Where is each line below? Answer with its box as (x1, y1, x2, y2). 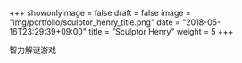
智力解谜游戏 (9, 44, 56, 55)
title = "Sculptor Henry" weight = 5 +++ (88, 27, 234, 36)
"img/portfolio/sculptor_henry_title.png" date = (9, 17, 181, 28)
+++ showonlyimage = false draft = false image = (9, 8, 192, 18)
